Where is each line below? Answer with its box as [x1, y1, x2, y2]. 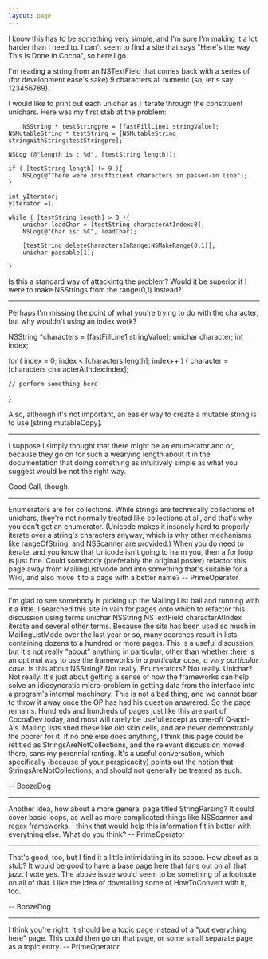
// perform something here [8, 380, 98, 388]
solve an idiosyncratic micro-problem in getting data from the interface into [8, 680, 255, 690]
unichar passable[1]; [22, 249, 94, 257]
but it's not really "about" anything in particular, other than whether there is [8, 647, 255, 656]
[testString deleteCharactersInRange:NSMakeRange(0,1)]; [22, 241, 216, 249]
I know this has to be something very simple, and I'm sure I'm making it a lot [8, 34, 258, 43]
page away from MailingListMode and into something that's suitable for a [8, 564, 249, 574]
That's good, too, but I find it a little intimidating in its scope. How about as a [8, 852, 258, 862]
